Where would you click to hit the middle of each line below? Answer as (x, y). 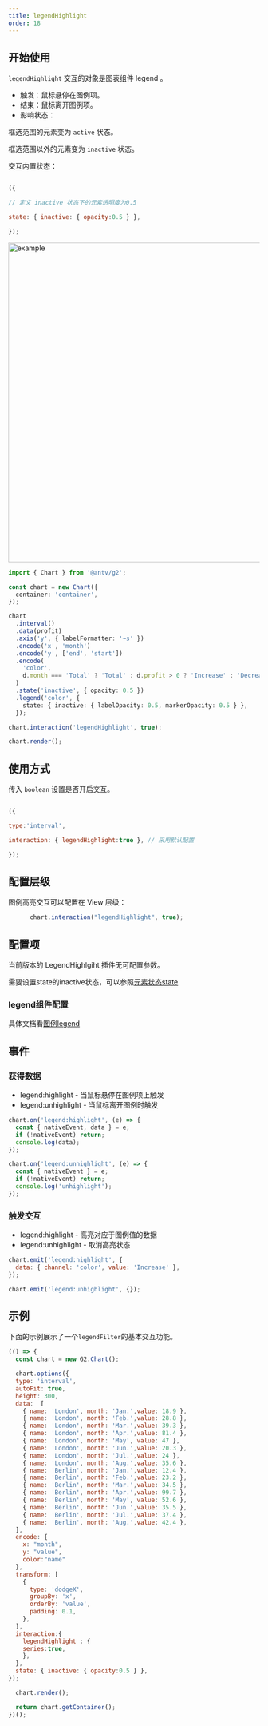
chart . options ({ (42, 1374)
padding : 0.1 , (53, 1612)
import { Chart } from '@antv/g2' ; (67, 572)
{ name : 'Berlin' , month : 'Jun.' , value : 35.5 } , (105, 1507)
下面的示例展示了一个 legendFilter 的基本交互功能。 (93, 1337)
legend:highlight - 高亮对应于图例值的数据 (89, 1235)
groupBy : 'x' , (53, 1597)
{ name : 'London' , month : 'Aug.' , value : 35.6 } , (105, 1463)
